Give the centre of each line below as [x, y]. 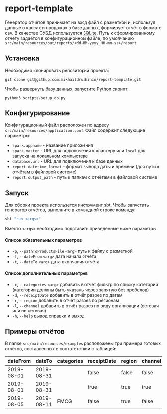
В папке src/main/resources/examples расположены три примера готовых [83, 343]
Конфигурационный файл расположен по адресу [57, 125]
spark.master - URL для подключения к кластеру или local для [79, 151]
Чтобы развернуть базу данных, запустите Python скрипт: [67, 89]
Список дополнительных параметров [47, 273]
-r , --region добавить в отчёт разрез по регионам [66, 300]
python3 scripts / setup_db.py [35, 98]
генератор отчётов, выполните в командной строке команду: [70, 210]
